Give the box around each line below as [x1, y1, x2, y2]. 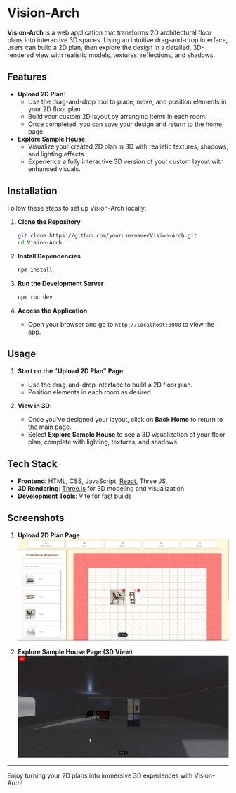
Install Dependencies [17, 252, 81, 261]
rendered [7, 51, 34, 59]
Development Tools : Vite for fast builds [17, 492, 132, 500]
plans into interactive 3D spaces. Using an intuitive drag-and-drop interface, [7, 35, 228, 44]
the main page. [27, 423, 72, 431]
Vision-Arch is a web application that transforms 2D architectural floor [7, 28, 212, 37]
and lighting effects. [27, 149, 86, 158]
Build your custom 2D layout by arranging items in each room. [27, 112, 207, 120]
